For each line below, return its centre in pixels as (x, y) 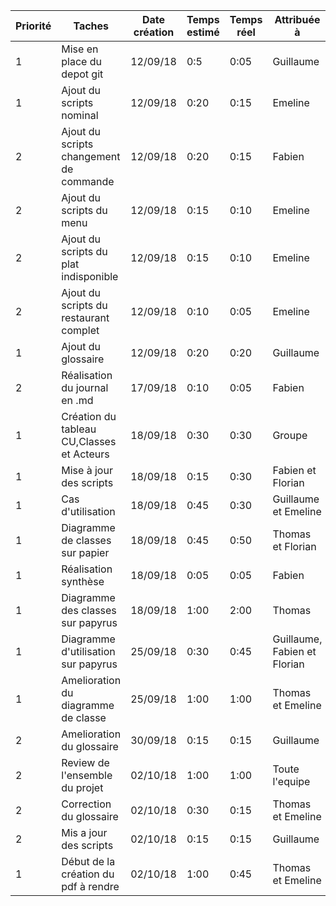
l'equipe (291, 781)
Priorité (33, 26)
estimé (203, 32)
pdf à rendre (90, 886)
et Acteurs (85, 454)
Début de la (88, 861)
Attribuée (297, 19)
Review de (85, 762)
